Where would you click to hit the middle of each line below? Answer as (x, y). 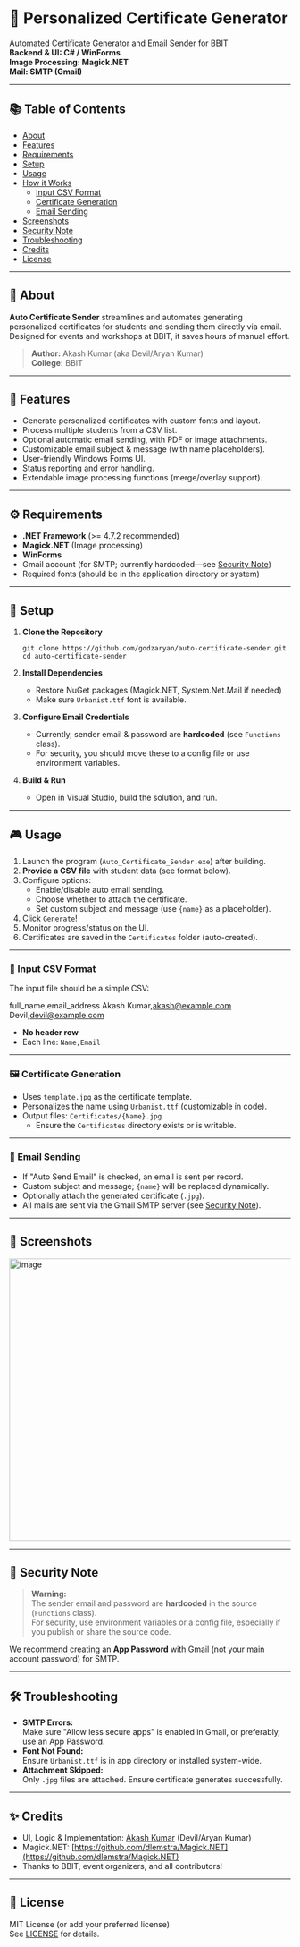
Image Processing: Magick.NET (69, 62)
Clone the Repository (62, 632)
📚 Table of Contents (68, 110)
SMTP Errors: (48, 1722)
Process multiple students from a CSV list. (100, 430)
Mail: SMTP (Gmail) (46, 72)
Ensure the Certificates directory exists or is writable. (136, 1126)
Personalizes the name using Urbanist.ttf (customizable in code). (145, 1106)
